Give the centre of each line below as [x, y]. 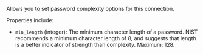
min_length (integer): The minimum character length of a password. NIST [106, 32]
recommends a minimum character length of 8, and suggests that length [105, 38]
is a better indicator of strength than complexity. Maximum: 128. [95, 45]
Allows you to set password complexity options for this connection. [90, 9]
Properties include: [30, 20]
